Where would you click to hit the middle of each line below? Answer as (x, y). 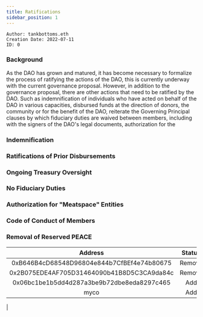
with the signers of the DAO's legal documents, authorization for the (91, 124)
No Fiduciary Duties (36, 188)
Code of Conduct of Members (51, 221)
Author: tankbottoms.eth (37, 34)
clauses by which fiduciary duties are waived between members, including (99, 118)
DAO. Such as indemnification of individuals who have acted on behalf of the (102, 98)
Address (92, 252)
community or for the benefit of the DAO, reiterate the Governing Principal (98, 111)
